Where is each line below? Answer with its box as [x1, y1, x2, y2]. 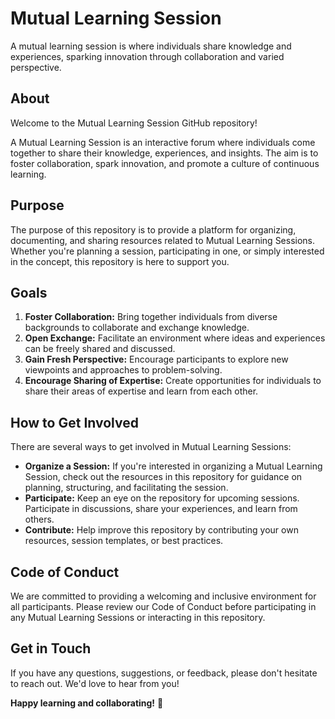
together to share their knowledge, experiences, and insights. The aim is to [10, 147, 319, 159]
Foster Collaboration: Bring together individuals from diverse [24, 311, 278, 323]
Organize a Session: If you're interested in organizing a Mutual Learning [24, 460, 323, 472]
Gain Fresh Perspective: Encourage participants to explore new [24, 353, 289, 366]
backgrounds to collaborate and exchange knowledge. [24, 322, 250, 334]
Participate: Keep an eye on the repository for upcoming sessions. [24, 492, 300, 504]
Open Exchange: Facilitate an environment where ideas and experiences [24, 332, 326, 344]
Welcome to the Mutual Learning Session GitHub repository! [10, 117, 258, 129]
